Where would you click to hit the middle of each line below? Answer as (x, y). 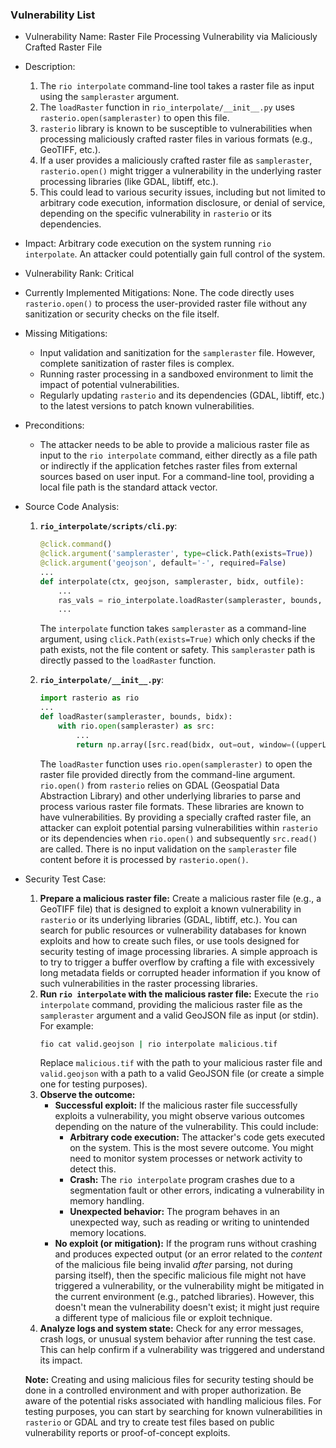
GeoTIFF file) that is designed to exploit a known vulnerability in (170, 909)
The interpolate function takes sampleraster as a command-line (173, 629)
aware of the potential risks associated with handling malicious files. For (173, 1401)
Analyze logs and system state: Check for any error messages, (171, 1329)
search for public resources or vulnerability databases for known (173, 930)
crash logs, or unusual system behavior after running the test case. (178, 1339)
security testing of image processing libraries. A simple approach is (178, 951)
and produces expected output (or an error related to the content (188, 1254)
